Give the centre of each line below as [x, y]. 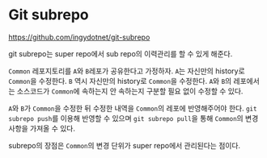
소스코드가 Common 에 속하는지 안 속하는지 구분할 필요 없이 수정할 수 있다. [130, 91]
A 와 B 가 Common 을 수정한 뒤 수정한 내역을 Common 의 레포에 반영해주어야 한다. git [133, 108]
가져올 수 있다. [52, 128]
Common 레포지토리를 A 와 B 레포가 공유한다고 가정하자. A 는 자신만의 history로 [127, 71]
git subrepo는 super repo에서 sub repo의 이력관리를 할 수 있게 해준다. [121, 53]
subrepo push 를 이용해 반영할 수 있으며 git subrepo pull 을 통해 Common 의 [126, 118]
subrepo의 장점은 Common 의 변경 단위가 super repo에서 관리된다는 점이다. [125, 145]
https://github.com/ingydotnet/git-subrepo [79, 37]
